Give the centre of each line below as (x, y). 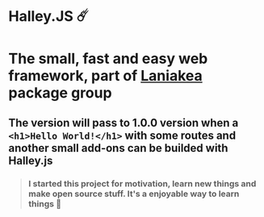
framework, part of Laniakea (106, 76)
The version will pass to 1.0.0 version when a (124, 123)
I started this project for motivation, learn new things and (142, 183)
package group (60, 93)
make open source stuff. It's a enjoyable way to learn (134, 194)
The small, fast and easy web (108, 59)
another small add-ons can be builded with (118, 148)
